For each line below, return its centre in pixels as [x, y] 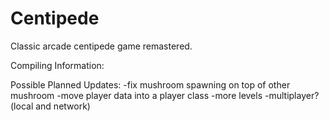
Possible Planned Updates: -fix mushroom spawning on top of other [150, 84]
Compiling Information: [57, 65]
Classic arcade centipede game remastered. [101, 46]
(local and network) [50, 106]
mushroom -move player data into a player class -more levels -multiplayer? [165, 95]
